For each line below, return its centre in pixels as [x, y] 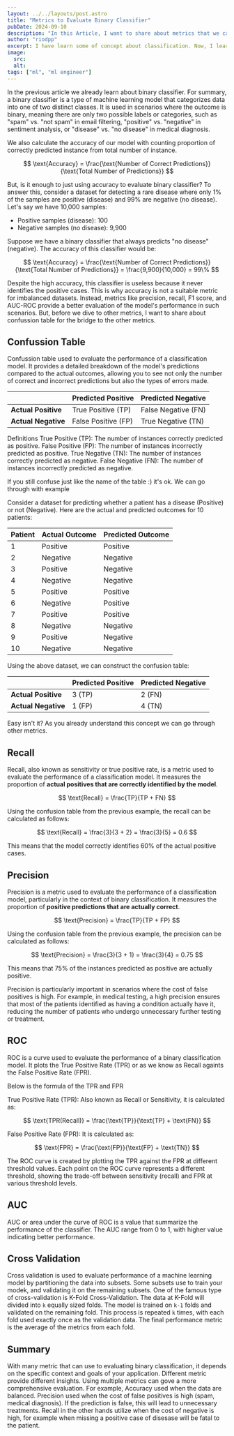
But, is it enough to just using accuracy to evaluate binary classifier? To [109, 184]
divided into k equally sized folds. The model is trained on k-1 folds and [110, 1305]
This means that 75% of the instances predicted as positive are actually [110, 968]
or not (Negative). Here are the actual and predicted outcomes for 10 [106, 510]
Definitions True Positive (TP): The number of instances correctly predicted [115, 439]
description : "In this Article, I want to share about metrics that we [113, 33]
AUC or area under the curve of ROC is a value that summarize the [103, 1222]
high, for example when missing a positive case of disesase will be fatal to [114, 1418]
